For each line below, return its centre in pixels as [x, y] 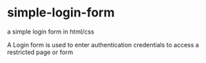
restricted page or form [40, 52]
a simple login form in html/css [51, 32]
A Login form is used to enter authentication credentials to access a [103, 45]
